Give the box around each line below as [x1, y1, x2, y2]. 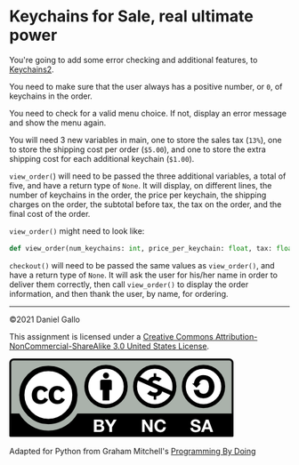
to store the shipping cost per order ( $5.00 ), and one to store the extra [9, 144, 267, 155]
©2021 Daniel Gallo [9, 314, 80, 325]
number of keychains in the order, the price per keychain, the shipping [9, 189, 267, 200]
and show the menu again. [9, 117, 107, 128]
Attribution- [214, 331, 258, 341]
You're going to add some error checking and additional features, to [9, 54, 258, 65]
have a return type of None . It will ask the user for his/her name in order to [9, 269, 279, 280]
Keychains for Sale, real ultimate [9, 6, 254, 27]
